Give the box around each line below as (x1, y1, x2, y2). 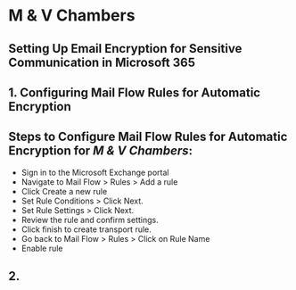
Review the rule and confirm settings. (21, 214, 160, 225)
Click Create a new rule (21, 186, 108, 196)
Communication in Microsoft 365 (8, 54, 195, 70)
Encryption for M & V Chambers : (8, 144, 193, 159)
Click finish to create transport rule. (21, 224, 152, 235)
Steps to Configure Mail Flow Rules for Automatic (8, 129, 288, 145)
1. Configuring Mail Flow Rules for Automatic (8, 85, 260, 100)
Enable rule (21, 243, 63, 253)
